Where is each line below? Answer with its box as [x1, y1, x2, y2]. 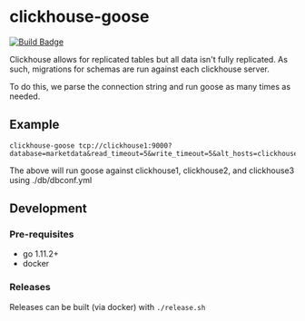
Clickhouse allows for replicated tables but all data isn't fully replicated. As [9, 53, 289, 64]
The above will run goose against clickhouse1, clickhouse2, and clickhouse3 [9, 165, 295, 176]
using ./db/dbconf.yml [9, 174, 93, 185]
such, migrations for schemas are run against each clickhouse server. [9, 63, 271, 74]
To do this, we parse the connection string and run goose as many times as [9, 81, 291, 92]
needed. [9, 91, 41, 102]
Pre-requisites [9, 229, 74, 241]
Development [9, 201, 88, 217]
